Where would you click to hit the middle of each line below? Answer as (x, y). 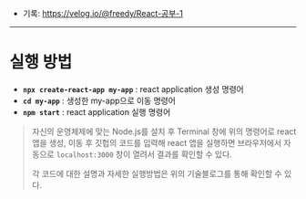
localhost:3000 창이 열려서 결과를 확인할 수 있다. (144, 154)
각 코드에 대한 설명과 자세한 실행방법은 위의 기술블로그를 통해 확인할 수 (157, 173)
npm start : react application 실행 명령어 (97, 111)
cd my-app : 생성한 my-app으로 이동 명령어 (99, 100)
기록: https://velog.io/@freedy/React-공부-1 (103, 13)
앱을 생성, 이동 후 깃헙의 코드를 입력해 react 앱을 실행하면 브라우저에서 (157, 142)
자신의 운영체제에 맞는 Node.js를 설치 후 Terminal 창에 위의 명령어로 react (164, 131)
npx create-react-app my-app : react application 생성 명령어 (133, 89)
